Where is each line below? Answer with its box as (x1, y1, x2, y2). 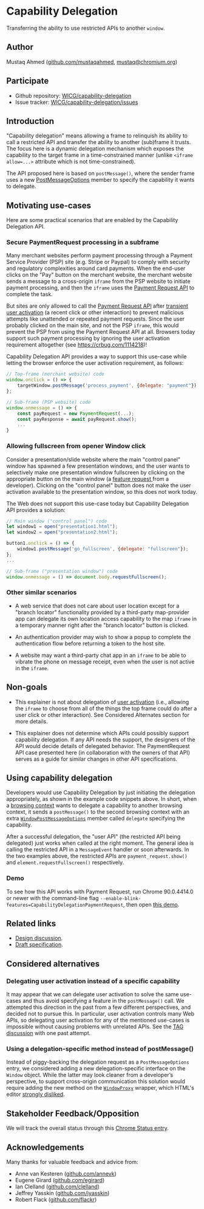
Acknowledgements (6, 1142, 84, 1152)
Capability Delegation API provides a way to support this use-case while (6, 353, 187, 360)
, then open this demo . (123, 901, 180, 908)
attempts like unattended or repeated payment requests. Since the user (6, 315, 185, 323)
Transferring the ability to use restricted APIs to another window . (6, 24, 165, 32)
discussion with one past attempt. (6, 1030, 91, 1037)
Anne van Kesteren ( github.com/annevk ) (15, 1170, 117, 1177)
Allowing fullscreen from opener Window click (6, 442, 146, 451)
